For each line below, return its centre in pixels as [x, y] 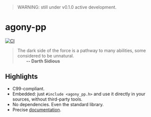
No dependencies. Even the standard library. [58, 104]
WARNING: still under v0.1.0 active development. [67, 7]
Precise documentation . [37, 110]
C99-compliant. [28, 88]
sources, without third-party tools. [47, 99]
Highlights [22, 77]
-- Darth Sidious [43, 61]
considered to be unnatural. [46, 56]
